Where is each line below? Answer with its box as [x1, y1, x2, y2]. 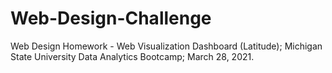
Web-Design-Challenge [10, 7, 212, 30]
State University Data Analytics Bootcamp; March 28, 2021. [10, 50, 255, 62]
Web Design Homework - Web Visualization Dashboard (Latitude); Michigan [10, 40, 323, 52]
